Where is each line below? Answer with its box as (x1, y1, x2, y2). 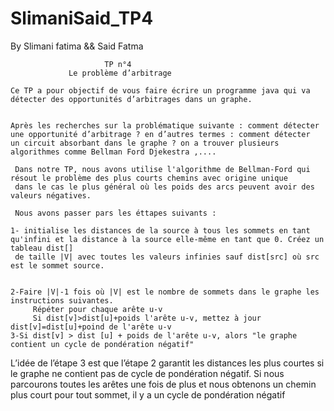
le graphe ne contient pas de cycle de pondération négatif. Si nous (10, 367, 285, 379)
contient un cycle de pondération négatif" (10, 339, 195, 349)
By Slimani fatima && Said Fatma (10, 40, 144, 52)
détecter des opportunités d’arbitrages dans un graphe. (10, 94, 253, 104)
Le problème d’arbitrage (68, 68, 172, 78)
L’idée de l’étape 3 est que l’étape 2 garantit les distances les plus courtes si (10, 357, 325, 369)
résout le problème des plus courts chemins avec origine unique (10, 173, 288, 183)
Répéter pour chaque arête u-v (32, 304, 163, 314)
